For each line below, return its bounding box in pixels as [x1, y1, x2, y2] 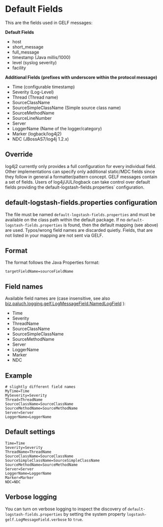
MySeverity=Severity [5, 393, 48, 398]
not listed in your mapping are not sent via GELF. [5, 232, 104, 238]
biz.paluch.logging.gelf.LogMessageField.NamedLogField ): [5, 301, 126, 306]
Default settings [5, 428, 55, 436]
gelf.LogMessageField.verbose [5, 517, 67, 522]
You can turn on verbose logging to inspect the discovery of [5, 506, 127, 512]
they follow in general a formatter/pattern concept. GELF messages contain [5, 173, 158, 180]
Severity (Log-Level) [12, 89, 54, 95]
